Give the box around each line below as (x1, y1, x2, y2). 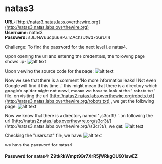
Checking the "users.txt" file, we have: (5, 132, 83, 138)
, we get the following (110, 98, 154, 104)
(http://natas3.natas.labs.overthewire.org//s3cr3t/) (5, 123, 106, 129)
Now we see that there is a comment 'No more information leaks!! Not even (5, 77, 156, 83)
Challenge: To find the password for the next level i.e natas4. (5, 44, 127, 50)
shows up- (5, 58, 27, 64)
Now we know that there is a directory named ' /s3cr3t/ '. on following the (5, 112, 153, 118)
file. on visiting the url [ (5, 93, 51, 99)
